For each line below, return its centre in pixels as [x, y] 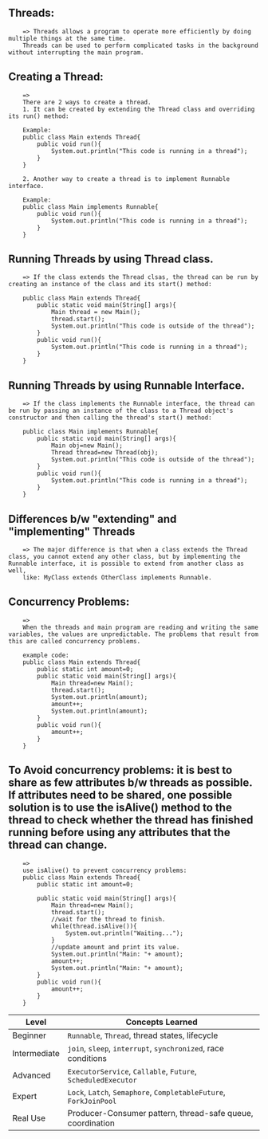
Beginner [29, 1035]
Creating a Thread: [56, 77]
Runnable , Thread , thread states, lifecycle [143, 1035]
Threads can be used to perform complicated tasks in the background [141, 45]
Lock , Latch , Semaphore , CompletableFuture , [146, 1092]
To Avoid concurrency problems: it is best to [120, 770]
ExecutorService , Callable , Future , [132, 1071]
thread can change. [58, 845]
